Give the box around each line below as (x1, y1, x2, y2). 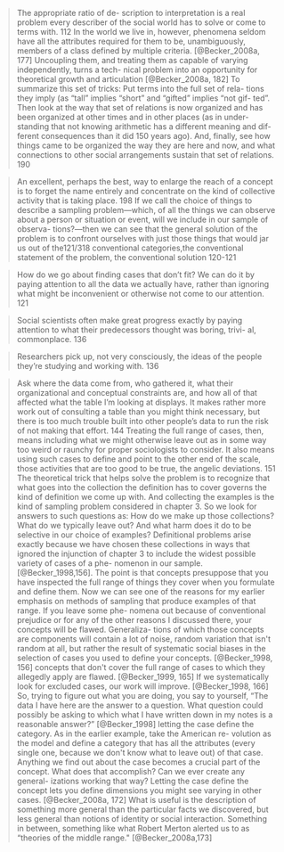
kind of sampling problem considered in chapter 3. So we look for (16, 501, 257, 512)
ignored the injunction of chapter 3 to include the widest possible (16, 548, 256, 559)
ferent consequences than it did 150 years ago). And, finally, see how (16, 131, 271, 141)
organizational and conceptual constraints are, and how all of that (16, 388, 257, 397)
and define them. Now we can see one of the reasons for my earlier (16, 586, 265, 596)
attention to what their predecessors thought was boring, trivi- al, (16, 324, 257, 335)
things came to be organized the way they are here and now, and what (16, 140, 276, 151)
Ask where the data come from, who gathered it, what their (16, 378, 233, 389)
